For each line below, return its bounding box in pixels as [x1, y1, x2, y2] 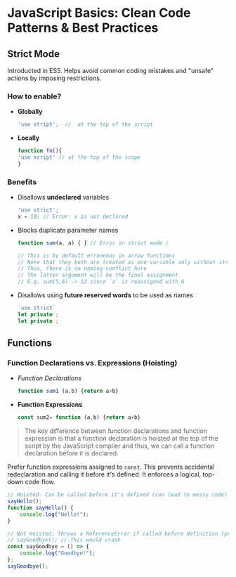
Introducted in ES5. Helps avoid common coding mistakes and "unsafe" [7, 67, 214, 74]
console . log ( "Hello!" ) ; [20, 511, 90, 518]
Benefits [7, 177, 37, 187]
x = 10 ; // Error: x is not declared [17, 213, 129, 220]
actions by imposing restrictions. [7, 74, 102, 82]
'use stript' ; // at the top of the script [17, 121, 153, 128]
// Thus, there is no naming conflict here [17, 265, 147, 272]
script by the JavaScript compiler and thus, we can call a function [24, 441, 215, 450]
